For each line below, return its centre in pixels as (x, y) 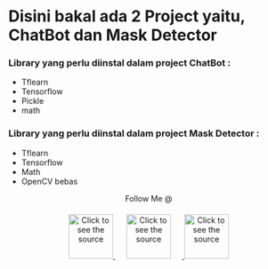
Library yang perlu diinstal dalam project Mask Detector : (134, 133)
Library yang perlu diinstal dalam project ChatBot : (119, 63)
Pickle (32, 101)
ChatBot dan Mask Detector (113, 35)
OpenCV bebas (49, 181)
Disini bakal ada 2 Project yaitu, (127, 16)
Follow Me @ (149, 198)
